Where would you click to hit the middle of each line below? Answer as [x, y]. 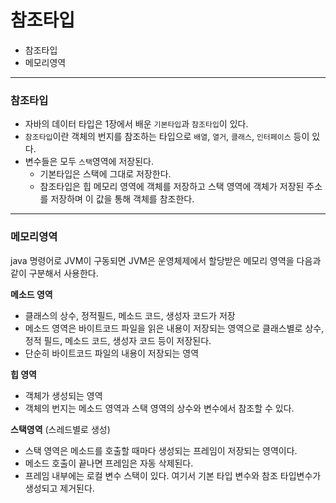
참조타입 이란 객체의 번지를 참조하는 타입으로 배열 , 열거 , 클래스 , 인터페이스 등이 [167, 137]
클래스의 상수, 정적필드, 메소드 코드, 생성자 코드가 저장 [130, 315]
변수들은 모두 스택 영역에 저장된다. [89, 162]
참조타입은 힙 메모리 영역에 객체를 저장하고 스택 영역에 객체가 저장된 [172, 187]
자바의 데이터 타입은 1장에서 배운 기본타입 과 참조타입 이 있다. [136, 124]
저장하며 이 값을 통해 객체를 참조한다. [122, 199]
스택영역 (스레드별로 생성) [60, 429]
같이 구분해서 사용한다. [54, 273]
